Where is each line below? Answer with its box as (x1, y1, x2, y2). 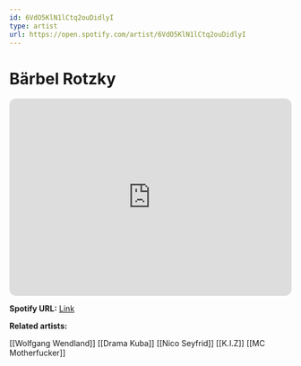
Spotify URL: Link (9, 303, 75, 314)
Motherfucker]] (9, 347, 66, 359)
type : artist (9, 22, 58, 30)
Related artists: (9, 320, 68, 332)
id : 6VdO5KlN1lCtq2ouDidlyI (9, 13, 115, 22)
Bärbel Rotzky (9, 68, 116, 89)
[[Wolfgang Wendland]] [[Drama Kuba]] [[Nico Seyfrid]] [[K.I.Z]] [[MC (9, 338, 266, 349)
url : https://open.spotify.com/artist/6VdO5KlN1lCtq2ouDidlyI (9, 30, 246, 39)
